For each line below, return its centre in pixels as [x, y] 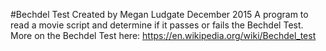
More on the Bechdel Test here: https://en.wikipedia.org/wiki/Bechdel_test [163, 35]
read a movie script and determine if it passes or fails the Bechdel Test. [157, 25]
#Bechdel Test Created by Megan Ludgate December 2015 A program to [159, 14]
